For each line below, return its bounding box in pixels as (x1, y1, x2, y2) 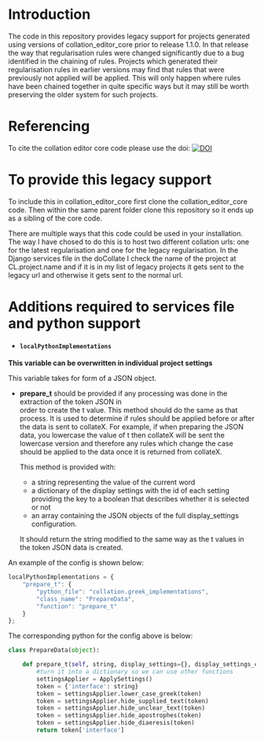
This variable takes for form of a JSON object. (8, 374, 157, 383)
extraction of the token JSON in (19, 397, 122, 407)
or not (31, 502, 51, 512)
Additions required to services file (8, 298, 235, 316)
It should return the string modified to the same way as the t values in (19, 535, 245, 544)
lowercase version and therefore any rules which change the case (19, 439, 233, 448)
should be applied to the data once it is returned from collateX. (19, 447, 222, 457)
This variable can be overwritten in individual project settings (8, 359, 213, 368)
